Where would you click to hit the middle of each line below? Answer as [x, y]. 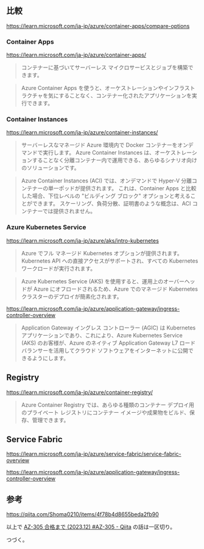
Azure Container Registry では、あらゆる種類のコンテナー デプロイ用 [108, 405]
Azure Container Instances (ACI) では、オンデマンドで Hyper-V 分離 [107, 181]
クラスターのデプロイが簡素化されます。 [72, 296]
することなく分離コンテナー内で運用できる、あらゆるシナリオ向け [115, 161]
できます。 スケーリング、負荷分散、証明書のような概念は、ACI [111, 204]
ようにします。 [51, 358]
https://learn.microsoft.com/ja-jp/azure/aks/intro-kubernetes [83, 240]
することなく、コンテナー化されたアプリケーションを [125, 95]
